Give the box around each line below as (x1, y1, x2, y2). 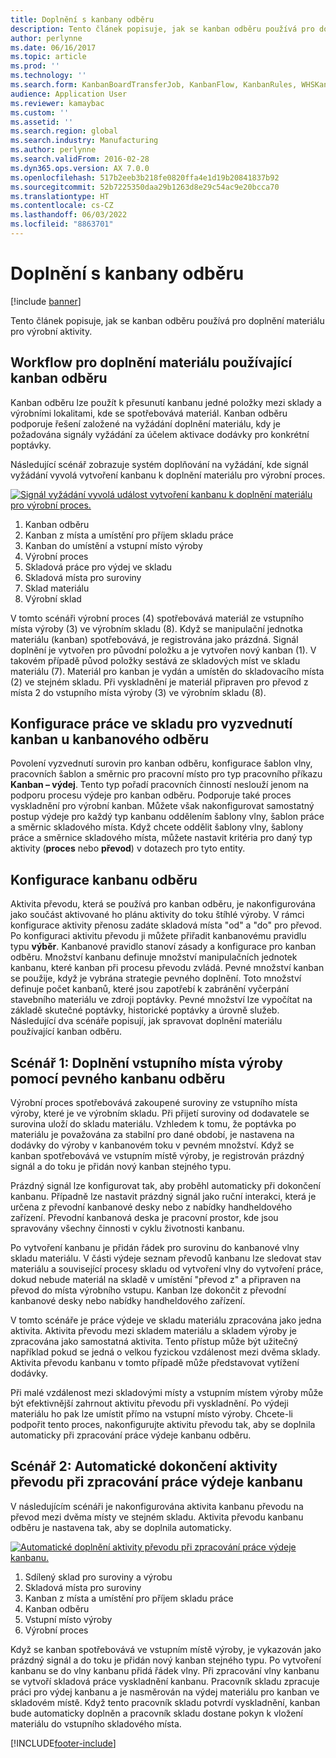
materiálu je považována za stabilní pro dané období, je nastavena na (10, 1129, 295, 1141)
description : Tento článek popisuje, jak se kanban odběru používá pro (10, 24, 315, 34)
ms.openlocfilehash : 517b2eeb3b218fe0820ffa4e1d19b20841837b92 (10, 172, 280, 183)
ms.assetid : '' (10, 117, 74, 127)
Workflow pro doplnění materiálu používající (10, 354, 293, 371)
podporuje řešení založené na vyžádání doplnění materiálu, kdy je (10, 417, 281, 430)
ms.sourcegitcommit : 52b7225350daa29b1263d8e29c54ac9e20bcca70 (10, 182, 280, 192)
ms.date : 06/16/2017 (10, 42, 97, 53)
